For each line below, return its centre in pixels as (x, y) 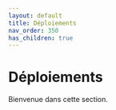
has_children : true (41, 38)
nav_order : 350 (34, 30)
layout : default (35, 16)
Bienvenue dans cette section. (58, 100)
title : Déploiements (43, 23)
